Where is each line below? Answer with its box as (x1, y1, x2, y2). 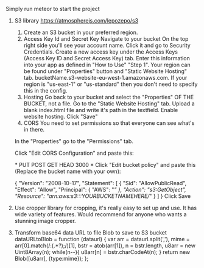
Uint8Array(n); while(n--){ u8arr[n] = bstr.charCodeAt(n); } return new (14, 249, 191, 255)
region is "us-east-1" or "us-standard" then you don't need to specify (23, 80, 198, 88)
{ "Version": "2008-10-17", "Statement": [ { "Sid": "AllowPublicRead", (14, 180, 187, 186)
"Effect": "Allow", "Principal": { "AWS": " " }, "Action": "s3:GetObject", (14, 186, 186, 193)
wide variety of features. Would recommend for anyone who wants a (14, 211, 187, 218)
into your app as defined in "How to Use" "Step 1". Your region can (23, 61, 191, 68)
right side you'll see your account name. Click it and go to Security (23, 42, 191, 49)
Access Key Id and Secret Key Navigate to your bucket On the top (23, 35, 189, 42)
